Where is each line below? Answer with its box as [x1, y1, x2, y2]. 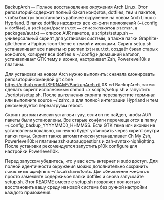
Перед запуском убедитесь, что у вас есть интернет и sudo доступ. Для [5, 158, 158, 164]
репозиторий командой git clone [5, 76, 73, 82]
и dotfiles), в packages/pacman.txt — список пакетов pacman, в [5, 25, 138, 31]
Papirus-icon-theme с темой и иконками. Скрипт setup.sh [31, 41, 152, 46]
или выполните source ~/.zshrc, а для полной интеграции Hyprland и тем [5, 97, 158, 103]
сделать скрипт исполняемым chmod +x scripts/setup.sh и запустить [5, 87, 151, 92]
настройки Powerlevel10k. [5, 148, 59, 154]
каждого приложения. [5, 189, 52, 195]
